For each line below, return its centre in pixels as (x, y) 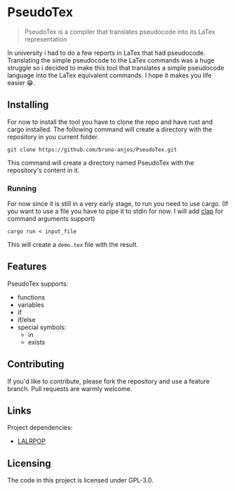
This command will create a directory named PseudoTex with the (101, 162)
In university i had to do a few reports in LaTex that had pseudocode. (106, 53)
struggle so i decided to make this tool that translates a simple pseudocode (116, 68)
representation (46, 39)
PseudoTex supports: (38, 283)
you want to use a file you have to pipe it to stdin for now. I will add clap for (115, 211)
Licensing (29, 463)
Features (27, 267)
